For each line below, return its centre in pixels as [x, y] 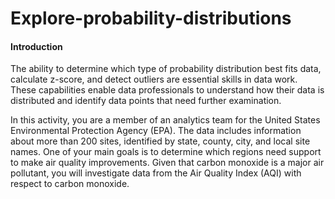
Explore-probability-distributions [151, 18]
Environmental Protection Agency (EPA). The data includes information [156, 131]
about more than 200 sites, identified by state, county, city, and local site [160, 141]
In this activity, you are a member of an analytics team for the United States [165, 120]
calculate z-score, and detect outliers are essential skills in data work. [154, 79]
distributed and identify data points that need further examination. [146, 101]
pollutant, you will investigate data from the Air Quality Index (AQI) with [156, 173]
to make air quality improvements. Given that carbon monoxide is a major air [167, 163]
